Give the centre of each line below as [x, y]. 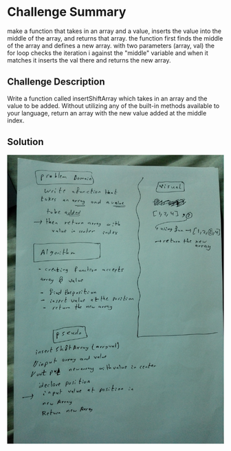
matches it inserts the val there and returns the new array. [89, 60]
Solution [25, 142]
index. [16, 120]
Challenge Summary [67, 12]
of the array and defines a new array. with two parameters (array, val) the [111, 45]
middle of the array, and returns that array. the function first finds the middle [115, 38]
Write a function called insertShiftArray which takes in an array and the [107, 98]
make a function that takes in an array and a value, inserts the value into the [114, 31]
